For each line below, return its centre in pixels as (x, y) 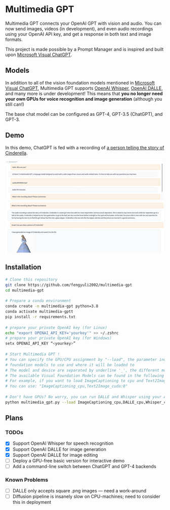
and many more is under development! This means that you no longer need (84, 93)
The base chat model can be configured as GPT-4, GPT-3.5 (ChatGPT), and (84, 114)
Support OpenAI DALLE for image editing (55, 455)
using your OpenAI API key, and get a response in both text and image (78, 34)
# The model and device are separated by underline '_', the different (82, 370)
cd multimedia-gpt (25, 290)
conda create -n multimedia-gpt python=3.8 (52, 306)
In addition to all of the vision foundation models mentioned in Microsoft (80, 82)
